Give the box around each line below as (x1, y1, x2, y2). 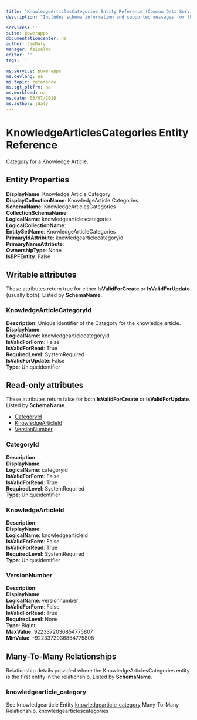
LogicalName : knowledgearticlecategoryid (6, 332, 110, 339)
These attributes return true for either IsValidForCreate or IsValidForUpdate (6, 285, 191, 292)
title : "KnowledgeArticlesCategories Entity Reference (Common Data (6, 8, 177, 15)
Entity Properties (6, 175, 69, 185)
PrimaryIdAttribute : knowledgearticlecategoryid (6, 234, 124, 241)
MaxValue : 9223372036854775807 (6, 628, 93, 636)
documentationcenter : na (6, 36, 67, 42)
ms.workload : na (6, 90, 46, 96)
